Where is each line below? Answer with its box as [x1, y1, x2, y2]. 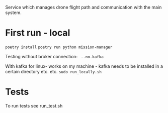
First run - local [5, 27, 70, 39]
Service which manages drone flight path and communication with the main [5, 5, 162, 10]
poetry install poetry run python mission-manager [5, 45, 113, 50]
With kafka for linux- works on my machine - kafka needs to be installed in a [5, 63, 163, 69]
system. [5, 10, 22, 16]
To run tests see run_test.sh [5, 102, 63, 108]
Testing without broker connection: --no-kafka [5, 53, 104, 59]
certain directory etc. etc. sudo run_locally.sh [5, 68, 102, 74]
